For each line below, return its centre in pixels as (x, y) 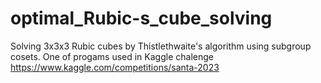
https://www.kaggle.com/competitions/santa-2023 (115, 67)
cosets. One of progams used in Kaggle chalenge (112, 56)
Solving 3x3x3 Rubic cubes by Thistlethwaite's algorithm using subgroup (161, 46)
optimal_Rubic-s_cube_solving (141, 18)
